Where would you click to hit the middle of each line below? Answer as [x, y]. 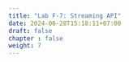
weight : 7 [25, 46]
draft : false [30, 31]
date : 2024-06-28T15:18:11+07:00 [65, 23]
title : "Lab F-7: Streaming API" [65, 16]
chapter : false [36, 38]
